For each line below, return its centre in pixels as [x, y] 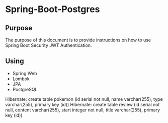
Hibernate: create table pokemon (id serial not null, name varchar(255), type [84, 99]
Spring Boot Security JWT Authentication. [49, 45]
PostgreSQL [25, 89]
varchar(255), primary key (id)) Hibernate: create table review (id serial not [82, 104]
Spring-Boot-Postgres [53, 9]
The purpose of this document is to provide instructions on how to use [78, 40]
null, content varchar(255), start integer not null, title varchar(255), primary [82, 110]
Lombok [21, 79]
